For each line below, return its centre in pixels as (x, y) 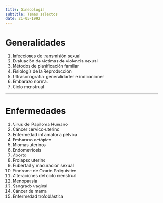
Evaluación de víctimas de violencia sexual (55, 61)
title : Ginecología (25, 9)
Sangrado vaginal (30, 186)
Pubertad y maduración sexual (43, 166)
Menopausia (25, 181)
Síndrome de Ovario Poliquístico (44, 171)
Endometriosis (27, 150)
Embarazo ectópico (32, 140)
